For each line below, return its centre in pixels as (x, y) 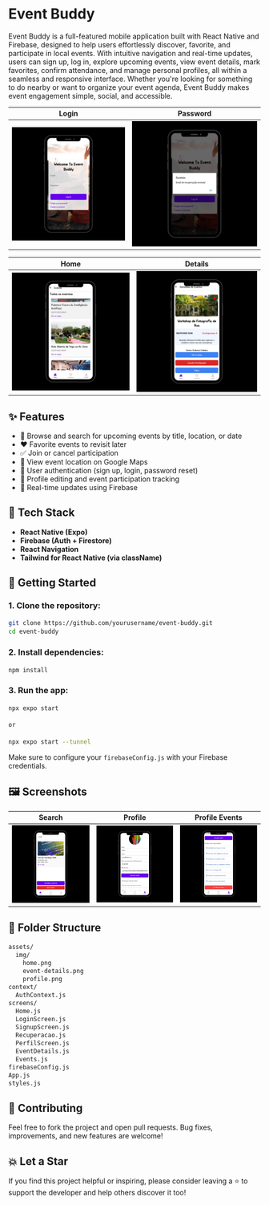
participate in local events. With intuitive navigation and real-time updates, (131, 53)
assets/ (21, 947)
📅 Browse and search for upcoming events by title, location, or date (131, 436)
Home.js (28, 1012)
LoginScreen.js (41, 1020)
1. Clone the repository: (55, 606)
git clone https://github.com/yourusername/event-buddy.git (111, 623)
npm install (28, 670)
